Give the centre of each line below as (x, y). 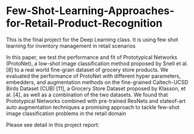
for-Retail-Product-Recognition (84, 23)
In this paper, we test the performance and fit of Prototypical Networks (92, 57)
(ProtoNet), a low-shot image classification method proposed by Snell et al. (97, 63)
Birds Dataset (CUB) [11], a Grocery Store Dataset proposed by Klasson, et (96, 88)
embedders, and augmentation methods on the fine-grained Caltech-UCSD (97, 82)
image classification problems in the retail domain (66, 113)
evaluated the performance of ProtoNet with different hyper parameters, (93, 76)
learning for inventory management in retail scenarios (71, 46)
